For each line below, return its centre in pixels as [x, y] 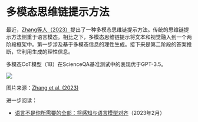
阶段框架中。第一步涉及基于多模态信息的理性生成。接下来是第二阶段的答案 [96, 44]
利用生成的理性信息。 [47, 51]
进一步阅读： [22, 100]
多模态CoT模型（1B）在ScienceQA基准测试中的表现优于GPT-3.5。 [86, 64]
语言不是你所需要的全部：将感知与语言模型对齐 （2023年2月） [90, 113]
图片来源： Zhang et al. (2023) [42, 88]
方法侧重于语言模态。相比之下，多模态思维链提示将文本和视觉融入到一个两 [101, 37]
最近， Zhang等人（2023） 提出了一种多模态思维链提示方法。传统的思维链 [95, 29]
